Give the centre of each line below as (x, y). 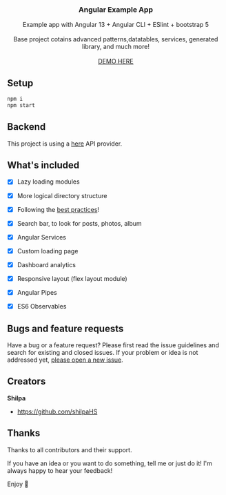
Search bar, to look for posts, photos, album (80, 223)
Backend (27, 127)
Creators (27, 381)
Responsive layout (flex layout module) (72, 278)
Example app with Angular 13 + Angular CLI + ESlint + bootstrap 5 (116, 25)
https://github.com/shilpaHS (57, 411)
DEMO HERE (116, 61)
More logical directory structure (62, 195)
